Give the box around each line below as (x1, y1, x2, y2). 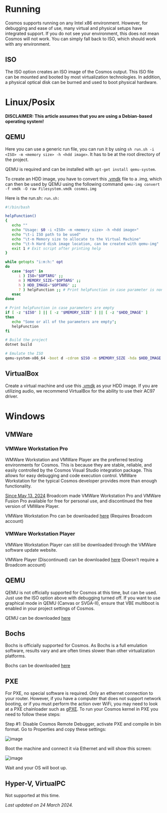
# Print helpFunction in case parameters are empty (5, 306, 114, 311)
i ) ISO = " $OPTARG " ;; (18, 273, 64, 278)
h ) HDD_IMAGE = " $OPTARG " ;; (18, 282, 77, 288)
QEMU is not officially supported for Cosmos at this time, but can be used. (5, 589, 158, 595)
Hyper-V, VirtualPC (5, 779, 66, 788)
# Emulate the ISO (5, 351, 43, 356)
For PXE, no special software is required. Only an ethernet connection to (5, 690, 153, 696)
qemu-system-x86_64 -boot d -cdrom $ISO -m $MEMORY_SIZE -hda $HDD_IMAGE (5, 356, 162, 361)
